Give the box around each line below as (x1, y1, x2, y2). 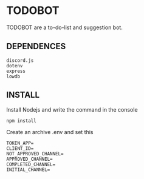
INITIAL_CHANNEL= (6, 166, 50, 173)
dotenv (6, 62, 23, 69)
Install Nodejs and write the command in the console (6, 106, 138, 113)
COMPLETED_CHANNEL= (6, 161, 56, 167)
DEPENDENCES (6, 41, 66, 52)
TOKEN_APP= (6, 140, 34, 146)
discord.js (6, 57, 34, 64)
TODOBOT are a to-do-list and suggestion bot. (6, 24, 123, 31)
